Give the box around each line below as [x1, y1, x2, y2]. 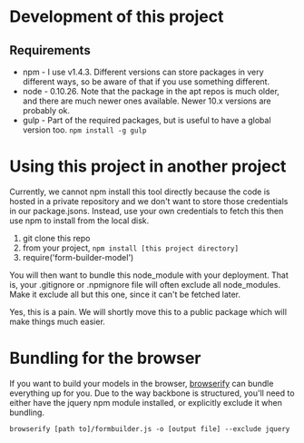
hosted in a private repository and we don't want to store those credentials [9, 195, 289, 206]
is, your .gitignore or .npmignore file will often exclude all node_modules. [9, 279, 281, 290]
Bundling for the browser [9, 348, 201, 369]
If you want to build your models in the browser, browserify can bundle [9, 378, 274, 389]
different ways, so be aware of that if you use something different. [22, 76, 270, 87]
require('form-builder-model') [22, 251, 134, 262]
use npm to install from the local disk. [9, 215, 150, 226]
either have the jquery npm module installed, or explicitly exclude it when [9, 397, 283, 408]
